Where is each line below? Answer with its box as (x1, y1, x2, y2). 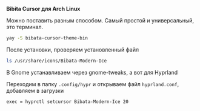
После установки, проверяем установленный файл (6, 45, 139, 53)
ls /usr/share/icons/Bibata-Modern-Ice (6, 58, 107, 64)
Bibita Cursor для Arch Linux (6, 5, 81, 12)
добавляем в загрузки (6, 87, 64, 94)
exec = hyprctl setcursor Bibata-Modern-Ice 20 (6, 98, 129, 105)
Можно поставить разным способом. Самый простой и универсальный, (6, 17, 195, 24)
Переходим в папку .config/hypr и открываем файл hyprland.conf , (6, 80, 179, 87)
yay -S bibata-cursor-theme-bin (6, 35, 88, 41)
